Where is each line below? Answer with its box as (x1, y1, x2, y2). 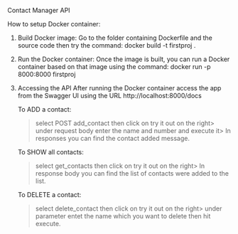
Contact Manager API (7, 6, 70, 14)
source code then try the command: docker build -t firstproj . (17, 41, 196, 49)
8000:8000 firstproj (17, 70, 76, 78)
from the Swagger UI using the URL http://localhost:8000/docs (17, 92, 202, 100)
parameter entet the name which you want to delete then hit (35, 212, 211, 220)
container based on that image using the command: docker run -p (17, 63, 211, 70)
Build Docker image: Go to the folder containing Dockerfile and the (17, 33, 213, 42)
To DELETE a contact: (17, 191, 82, 198)
